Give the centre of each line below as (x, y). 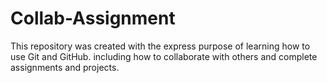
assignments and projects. (65, 67)
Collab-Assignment (93, 18)
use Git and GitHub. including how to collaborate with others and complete (164, 56)
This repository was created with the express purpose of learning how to (160, 46)
